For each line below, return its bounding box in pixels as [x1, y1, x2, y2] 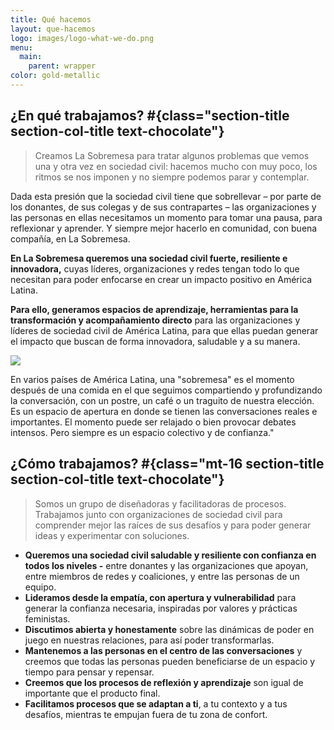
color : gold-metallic [10, 71, 101, 81]
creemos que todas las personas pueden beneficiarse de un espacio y [24, 655, 316, 667]
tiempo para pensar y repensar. [24, 666, 155, 678]
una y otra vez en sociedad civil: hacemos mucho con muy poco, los [34, 160, 318, 172]
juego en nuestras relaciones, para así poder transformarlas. [24, 634, 275, 646]
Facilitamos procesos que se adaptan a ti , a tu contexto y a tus [24, 697, 288, 710]
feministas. [24, 612, 71, 625]
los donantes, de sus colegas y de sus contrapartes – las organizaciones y [10, 201, 317, 213]
